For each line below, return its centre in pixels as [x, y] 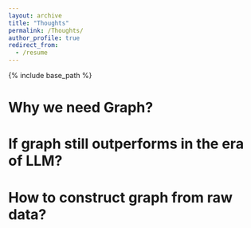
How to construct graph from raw [121, 197]
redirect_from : [33, 45]
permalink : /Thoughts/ [46, 30]
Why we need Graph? [81, 108]
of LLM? [35, 161]
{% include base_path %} [50, 75]
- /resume [31, 53]
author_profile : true [44, 38]
